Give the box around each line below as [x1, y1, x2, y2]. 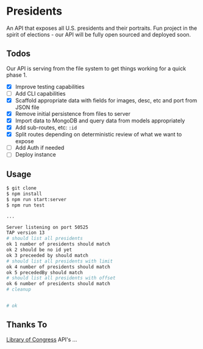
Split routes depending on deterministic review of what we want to [15, 131, 182, 138]
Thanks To [6, 320, 48, 330]
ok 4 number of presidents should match [6, 264, 111, 270]
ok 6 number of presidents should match [6, 281, 111, 287]
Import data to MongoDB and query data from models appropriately [15, 117, 185, 124]
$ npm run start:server [6, 196, 67, 202]
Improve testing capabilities [15, 83, 85, 90]
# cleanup [6, 286, 32, 293]
